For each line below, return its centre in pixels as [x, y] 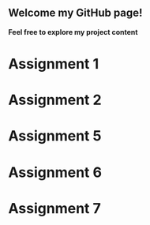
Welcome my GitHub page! [75, 13]
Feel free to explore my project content [73, 32]
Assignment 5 [55, 136]
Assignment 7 [54, 208]
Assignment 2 [55, 100]
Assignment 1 [54, 64]
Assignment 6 [55, 172]
